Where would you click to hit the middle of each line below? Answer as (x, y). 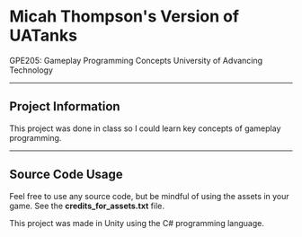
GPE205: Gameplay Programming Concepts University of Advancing (136, 60)
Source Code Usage (66, 175)
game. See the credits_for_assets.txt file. (87, 206)
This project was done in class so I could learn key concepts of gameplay (145, 128)
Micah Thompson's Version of (124, 17)
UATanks (44, 35)
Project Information (65, 106)
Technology (31, 70)
